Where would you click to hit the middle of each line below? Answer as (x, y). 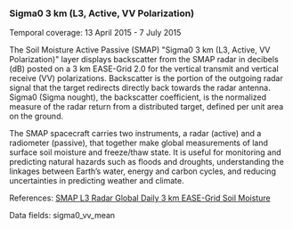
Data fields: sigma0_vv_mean (62, 216)
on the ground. (37, 116)
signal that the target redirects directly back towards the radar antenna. (140, 88)
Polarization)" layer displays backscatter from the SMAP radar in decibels (144, 60)
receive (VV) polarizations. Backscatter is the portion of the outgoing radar (146, 78)
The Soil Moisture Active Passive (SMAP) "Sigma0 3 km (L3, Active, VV (140, 50)
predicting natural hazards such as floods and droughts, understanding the (147, 162)
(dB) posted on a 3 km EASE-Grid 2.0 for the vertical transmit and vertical (144, 69)
